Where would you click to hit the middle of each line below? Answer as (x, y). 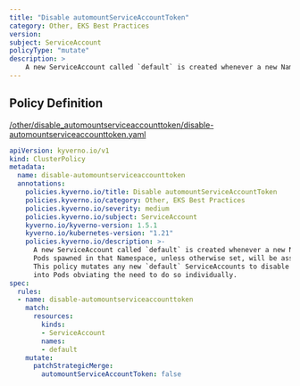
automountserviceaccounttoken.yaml (78, 134)
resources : (53, 316)
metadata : (28, 167)
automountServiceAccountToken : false (111, 374)
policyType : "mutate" (50, 51)
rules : (29, 292)
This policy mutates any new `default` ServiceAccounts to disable (161, 267)
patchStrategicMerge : (73, 366)
